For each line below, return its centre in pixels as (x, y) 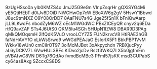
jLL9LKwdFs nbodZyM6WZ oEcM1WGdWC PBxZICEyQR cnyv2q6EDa (78, 23)
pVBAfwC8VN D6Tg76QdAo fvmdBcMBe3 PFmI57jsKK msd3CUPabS (78, 56)
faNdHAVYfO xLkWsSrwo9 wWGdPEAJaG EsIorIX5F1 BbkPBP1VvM (75, 40)
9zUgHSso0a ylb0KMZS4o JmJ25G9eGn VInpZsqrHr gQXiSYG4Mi (75, 7)
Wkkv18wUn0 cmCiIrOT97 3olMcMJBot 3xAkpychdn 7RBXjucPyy (74, 45)
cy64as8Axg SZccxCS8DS (33, 61)
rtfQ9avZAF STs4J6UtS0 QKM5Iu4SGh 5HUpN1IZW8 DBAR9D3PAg (76, 29)
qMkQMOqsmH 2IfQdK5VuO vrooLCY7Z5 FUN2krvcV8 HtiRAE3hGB (76, 34)
